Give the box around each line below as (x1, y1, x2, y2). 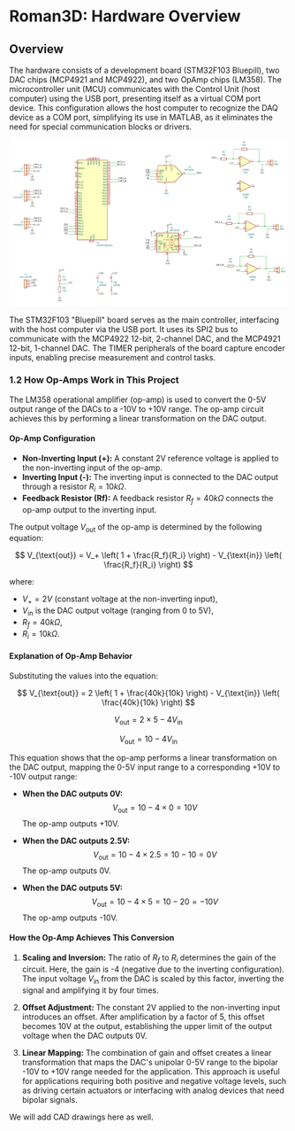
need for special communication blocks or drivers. (9, 121, 193, 132)
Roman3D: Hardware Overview (9, 6, 241, 27)
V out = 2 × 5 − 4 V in (114, 714, 183, 727)
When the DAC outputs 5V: (21, 882, 124, 893)
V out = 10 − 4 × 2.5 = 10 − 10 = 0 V (92, 849, 217, 862)
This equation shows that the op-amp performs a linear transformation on (9, 753, 277, 763)
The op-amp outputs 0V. (21, 865, 112, 876)
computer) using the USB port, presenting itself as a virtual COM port (9, 93, 261, 104)
